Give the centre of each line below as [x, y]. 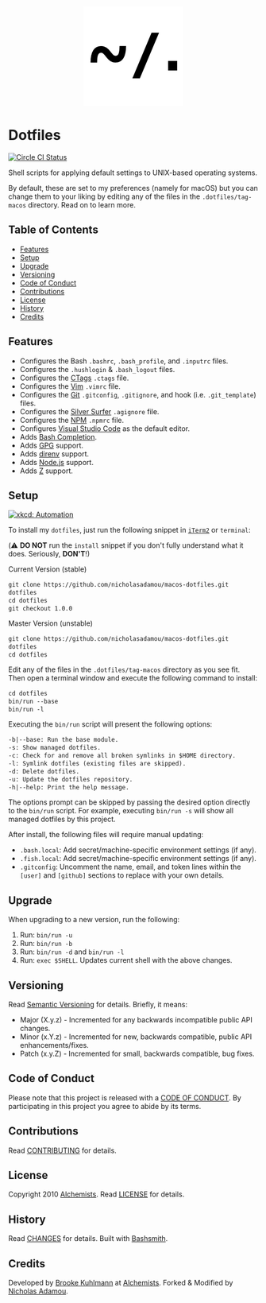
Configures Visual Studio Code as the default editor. [105, 429]
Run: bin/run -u [46, 935]
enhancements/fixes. [54, 1045]
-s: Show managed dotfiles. [55, 748]
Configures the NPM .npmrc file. [72, 420]
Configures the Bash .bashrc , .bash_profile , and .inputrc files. [124, 361]
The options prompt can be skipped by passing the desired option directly [129, 802]
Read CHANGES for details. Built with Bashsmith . [88, 1239]
